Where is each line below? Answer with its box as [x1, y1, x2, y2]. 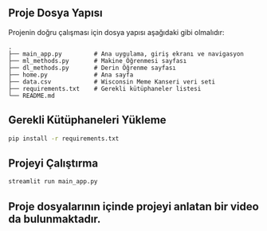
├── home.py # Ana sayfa [8, 71, 134, 79]
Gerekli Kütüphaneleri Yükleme [8, 113, 167, 127]
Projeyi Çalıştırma [8, 156, 98, 170]
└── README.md [8, 92, 56, 100]
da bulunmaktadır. [8, 212, 101, 225]
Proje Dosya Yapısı [8, 6, 103, 20]
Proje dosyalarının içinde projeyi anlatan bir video [8, 199, 259, 213]
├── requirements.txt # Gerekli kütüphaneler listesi [8, 84, 202, 92]
